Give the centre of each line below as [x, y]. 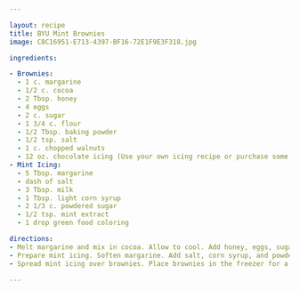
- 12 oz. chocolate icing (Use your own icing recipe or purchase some [153, 157]
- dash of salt [45, 181]
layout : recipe [37, 25]
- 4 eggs [33, 107]
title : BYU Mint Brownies [57, 33]
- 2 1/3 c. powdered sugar [67, 206]
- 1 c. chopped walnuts [61, 149]
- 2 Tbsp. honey [47, 99]
